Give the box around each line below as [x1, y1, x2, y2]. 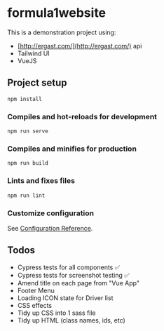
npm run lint [7, 191, 46, 199]
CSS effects [17, 301, 53, 309]
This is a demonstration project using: [7, 28, 116, 36]
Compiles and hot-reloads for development [7, 112, 158, 121]
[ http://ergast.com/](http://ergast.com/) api [17, 41, 142, 50]
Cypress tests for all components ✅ [17, 263, 121, 271]
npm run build [7, 160, 49, 167]
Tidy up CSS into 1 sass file [17, 309, 96, 317]
